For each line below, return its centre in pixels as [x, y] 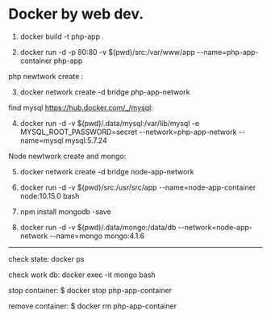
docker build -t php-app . [62, 36]
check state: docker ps [46, 258]
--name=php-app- [228, 52]
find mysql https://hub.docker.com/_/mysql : [81, 107]
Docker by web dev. [76, 14]
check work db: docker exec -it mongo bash [82, 275]
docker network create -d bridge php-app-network [105, 92]
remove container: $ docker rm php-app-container [93, 306]
